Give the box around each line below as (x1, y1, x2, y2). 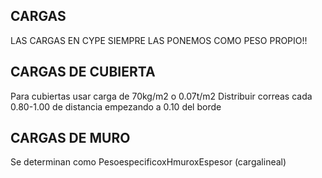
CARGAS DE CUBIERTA (10, 64, 156, 81)
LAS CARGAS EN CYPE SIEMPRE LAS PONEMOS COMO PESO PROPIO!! (10, 34, 308, 46)
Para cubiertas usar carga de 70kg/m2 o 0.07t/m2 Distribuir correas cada (10, 90, 313, 102)
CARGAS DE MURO (10, 130, 131, 147)
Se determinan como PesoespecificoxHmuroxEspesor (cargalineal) (10, 156, 287, 168)
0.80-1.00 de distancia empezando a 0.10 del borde (10, 100, 222, 113)
